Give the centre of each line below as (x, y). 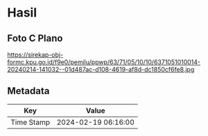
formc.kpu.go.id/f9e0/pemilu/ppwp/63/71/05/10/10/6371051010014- (104, 62)
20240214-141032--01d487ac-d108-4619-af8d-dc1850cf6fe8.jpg (101, 69)
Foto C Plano (35, 38)
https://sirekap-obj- (35, 55)
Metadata (28, 91)
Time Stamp (31, 122)
